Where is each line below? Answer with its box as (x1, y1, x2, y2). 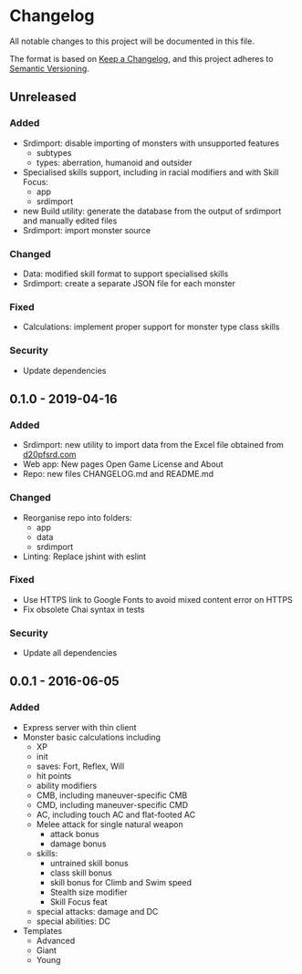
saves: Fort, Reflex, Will (36, 761, 125, 772)
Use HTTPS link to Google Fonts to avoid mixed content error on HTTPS (22, 594, 294, 605)
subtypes (36, 147, 72, 158)
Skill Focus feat (49, 896, 108, 907)
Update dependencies (22, 365, 107, 376)
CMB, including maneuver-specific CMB (36, 790, 188, 801)
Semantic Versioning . (9, 63, 89, 74)
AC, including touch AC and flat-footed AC (36, 809, 196, 820)
